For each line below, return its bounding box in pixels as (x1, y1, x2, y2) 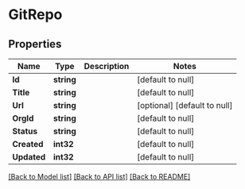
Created (12, 139, 44, 149)
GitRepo (8, 6, 63, 24)
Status (12, 125, 38, 137)
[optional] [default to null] (136, 100, 233, 110)
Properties (8, 37, 62, 51)
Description (84, 61, 130, 71)
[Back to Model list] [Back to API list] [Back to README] (8, 172, 191, 181)
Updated (12, 152, 46, 162)
